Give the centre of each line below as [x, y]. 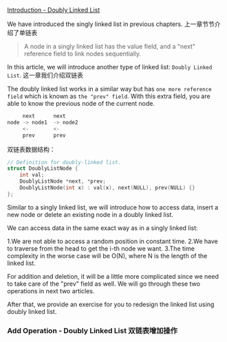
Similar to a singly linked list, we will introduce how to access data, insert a [113, 207]
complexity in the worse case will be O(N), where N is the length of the [107, 255]
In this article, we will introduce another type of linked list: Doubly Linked [110, 67]
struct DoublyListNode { [43, 169]
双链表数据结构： [31, 149]
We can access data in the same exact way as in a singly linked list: [102, 228]
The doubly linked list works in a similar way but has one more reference [109, 89]
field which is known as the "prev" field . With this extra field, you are [109, 96]
